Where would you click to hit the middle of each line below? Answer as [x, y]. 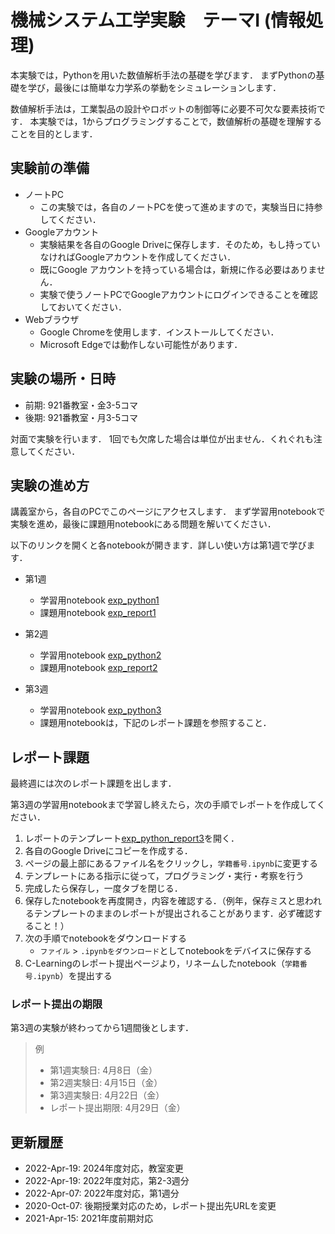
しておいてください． [83, 307]
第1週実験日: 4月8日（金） [103, 1070]
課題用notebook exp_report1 [98, 613]
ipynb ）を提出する [74, 976]
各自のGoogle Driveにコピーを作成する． [108, 851]
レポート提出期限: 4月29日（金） [117, 1108]
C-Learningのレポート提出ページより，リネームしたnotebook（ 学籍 [162, 963]
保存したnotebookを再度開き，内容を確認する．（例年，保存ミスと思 [164, 901]
